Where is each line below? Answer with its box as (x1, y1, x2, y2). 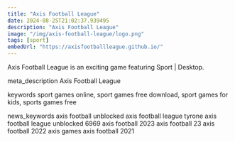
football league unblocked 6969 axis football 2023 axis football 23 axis (7, 119, 215, 128)
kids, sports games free (7, 98, 77, 106)
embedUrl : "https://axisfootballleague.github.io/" (7, 43, 163, 50)
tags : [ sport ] (7, 37, 50, 44)
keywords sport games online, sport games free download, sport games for (7, 90, 229, 99)
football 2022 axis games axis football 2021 (7, 127, 135, 135)
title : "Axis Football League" (7, 10, 100, 18)
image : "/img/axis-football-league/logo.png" (7, 30, 144, 38)
